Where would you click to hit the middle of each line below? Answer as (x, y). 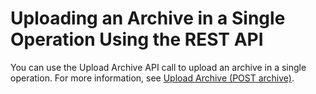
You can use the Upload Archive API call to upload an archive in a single (158, 67)
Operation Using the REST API (137, 39)
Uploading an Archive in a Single (148, 18)
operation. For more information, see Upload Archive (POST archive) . (152, 78)
